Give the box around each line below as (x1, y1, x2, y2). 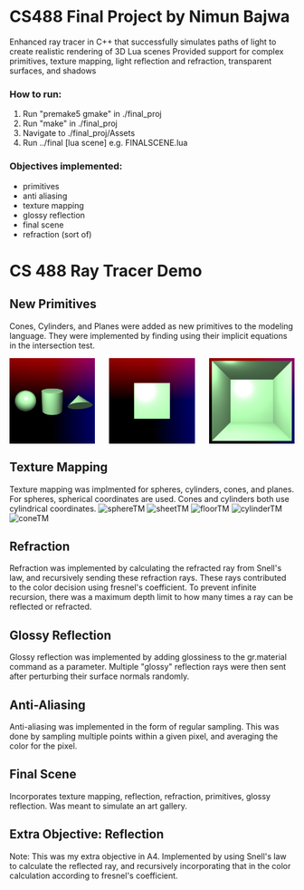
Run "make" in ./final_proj (22, 118, 118, 129)
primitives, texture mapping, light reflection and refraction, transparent (9, 55, 272, 66)
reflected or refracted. (9, 601, 92, 613)
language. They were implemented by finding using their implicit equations (9, 330, 288, 341)
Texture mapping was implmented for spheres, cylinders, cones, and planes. (9, 483, 295, 495)
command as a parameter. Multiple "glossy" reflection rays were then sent (9, 662, 287, 672)
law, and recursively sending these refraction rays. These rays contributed (9, 573, 287, 584)
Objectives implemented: (9, 160, 123, 173)
